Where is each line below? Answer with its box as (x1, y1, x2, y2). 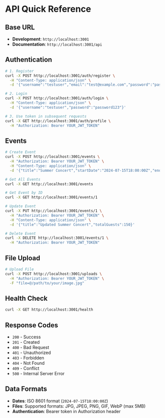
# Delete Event (5, 231, 36, 236)
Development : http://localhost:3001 (12, 36, 89, 42)
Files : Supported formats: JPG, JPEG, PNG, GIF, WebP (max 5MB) (12, 403, 146, 409)
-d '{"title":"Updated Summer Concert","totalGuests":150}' (9, 222, 135, 227)
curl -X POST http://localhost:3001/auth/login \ (5, 96, 109, 101)
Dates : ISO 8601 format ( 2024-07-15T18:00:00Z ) (12, 398, 109, 404)
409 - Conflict (12, 365, 40, 371)
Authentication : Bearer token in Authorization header (12, 408, 121, 414)
